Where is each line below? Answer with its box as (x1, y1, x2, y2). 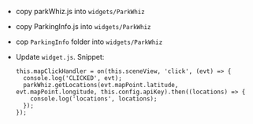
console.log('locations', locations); (30, 95, 158, 103)
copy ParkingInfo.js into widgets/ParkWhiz (15, 22, 151, 31)
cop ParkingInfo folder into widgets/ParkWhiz (15, 37, 163, 46)
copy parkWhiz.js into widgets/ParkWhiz (15, 7, 145, 16)
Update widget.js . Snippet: (15, 53, 105, 61)
